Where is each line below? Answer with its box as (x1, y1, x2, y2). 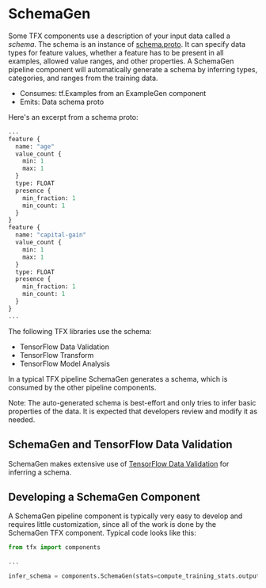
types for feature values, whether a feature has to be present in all (8, 48, 224, 57)
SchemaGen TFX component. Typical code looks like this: (8, 528, 196, 538)
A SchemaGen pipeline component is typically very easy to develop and (8, 511, 243, 521)
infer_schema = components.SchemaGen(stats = (8, 572, 158, 580)
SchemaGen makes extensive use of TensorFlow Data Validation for (8, 459, 230, 468)
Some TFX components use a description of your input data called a (8, 31, 231, 40)
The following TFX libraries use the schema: (8, 326, 152, 336)
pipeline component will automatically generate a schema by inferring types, (8, 64, 258, 74)
